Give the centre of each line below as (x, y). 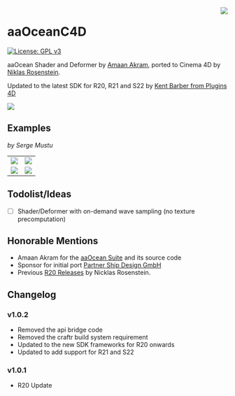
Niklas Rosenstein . (34, 72)
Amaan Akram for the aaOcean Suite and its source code (99, 257)
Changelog (32, 294)
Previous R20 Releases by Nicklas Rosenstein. (84, 273)
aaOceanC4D (47, 32)
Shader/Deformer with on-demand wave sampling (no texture (106, 211)
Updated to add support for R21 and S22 (76, 352)
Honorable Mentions (53, 241)
